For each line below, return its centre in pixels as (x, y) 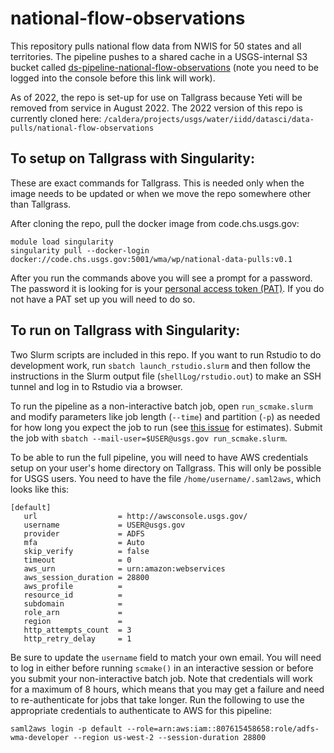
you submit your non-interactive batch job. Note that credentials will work (161, 678)
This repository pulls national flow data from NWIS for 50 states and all (156, 46)
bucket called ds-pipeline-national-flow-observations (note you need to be (164, 67)
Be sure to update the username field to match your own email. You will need (166, 657)
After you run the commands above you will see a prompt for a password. (161, 278)
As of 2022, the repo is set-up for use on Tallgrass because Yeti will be (156, 97)
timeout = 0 (77, 560)
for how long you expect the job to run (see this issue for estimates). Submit (166, 427)
